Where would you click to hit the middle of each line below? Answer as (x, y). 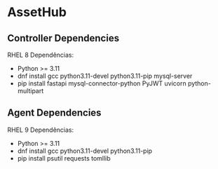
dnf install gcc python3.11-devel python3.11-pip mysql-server (105, 76)
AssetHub (37, 12)
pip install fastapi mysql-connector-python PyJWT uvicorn (102, 83)
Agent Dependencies (54, 113)
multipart (30, 91)
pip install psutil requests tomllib (64, 158)
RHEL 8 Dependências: (41, 55)
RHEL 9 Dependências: (41, 130)
